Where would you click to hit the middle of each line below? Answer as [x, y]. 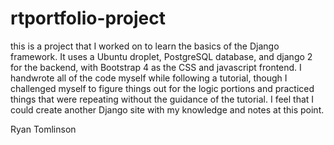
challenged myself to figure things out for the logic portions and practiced [162, 88]
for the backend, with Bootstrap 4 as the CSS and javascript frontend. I [156, 67]
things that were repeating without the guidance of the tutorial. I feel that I [162, 99]
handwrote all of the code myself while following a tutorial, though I [149, 78]
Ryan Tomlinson [43, 129]
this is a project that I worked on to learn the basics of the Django [145, 46]
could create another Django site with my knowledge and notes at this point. [167, 109]
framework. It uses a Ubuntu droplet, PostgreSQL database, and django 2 [161, 56]
